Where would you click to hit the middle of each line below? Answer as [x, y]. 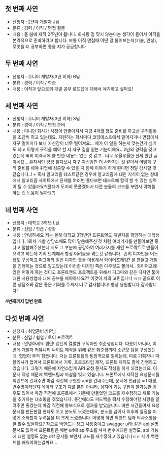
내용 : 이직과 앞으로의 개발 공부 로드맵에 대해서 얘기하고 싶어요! [73, 89]
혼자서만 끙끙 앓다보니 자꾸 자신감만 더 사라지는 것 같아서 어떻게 [90, 162]
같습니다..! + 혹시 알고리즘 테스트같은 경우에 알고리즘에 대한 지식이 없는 [81, 174]
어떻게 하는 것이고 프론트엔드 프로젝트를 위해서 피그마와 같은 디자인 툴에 [91, 272]
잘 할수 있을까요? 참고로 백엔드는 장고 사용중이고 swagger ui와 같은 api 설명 [85, 424]
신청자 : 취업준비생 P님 [34, 331]
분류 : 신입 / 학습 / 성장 [34, 229]
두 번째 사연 [22, 64]
